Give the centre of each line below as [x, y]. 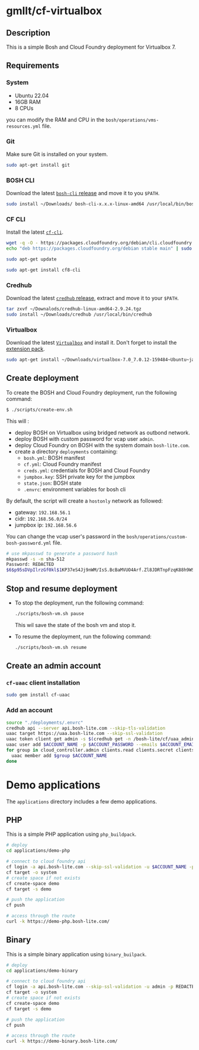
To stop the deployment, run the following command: [79, 603]
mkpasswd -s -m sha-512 [36, 559]
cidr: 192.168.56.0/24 [41, 518]
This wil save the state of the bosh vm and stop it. [75, 625]
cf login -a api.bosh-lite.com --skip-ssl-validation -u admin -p [90, 987]
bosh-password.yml [29, 543]
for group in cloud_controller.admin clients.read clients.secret [90, 750]
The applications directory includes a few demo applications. [81, 801]
